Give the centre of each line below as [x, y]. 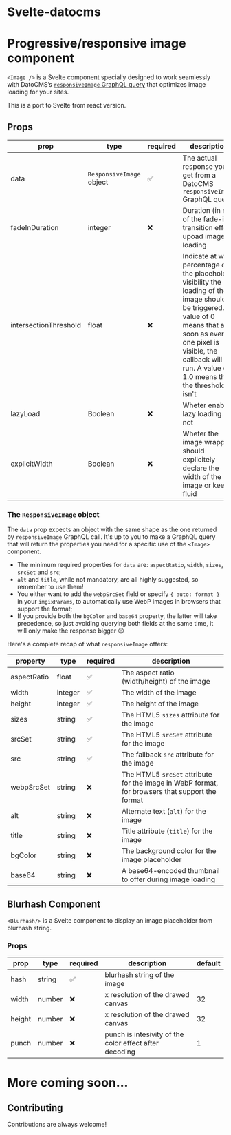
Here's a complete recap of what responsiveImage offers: [88, 644]
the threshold [204, 385]
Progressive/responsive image [97, 44]
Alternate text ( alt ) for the [164, 812]
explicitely [199, 459]
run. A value [202, 368]
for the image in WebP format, [170, 783]
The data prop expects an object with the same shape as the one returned [112, 530]
